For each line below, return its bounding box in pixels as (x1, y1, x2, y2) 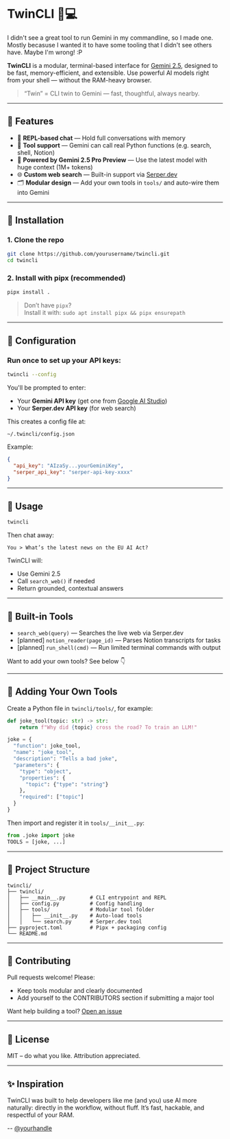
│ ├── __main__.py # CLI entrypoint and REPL (7, 894, 167, 901)
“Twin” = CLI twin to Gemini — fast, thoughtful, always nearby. (23, 89, 200, 97)
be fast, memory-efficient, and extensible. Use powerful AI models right (7, 69, 209, 77)
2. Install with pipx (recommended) (7, 273, 126, 283)
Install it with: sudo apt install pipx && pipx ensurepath (23, 309, 186, 317)
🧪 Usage (7, 500, 43, 512)
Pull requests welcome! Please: (7, 973, 95, 982)
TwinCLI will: (7, 556, 43, 565)
